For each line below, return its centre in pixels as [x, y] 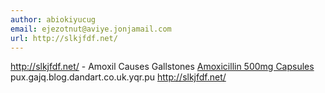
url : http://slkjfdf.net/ [64, 38]
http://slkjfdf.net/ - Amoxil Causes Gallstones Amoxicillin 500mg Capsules [162, 67]
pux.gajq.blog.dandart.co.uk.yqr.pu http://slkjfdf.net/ [118, 77]
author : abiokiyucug [53, 19]
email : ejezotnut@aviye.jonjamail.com [91, 29]
